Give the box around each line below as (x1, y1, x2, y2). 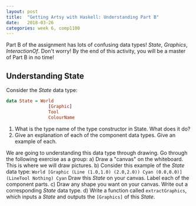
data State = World (6, 98, 54, 104)
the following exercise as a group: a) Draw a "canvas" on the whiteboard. (6, 155, 184, 162)
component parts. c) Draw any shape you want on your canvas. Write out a (6, 181, 188, 188)
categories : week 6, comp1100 (6, 25, 81, 31)
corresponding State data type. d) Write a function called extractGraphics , (6, 187, 187, 194)
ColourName (48, 115, 75, 120)
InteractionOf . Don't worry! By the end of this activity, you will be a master (6, 48, 186, 55)
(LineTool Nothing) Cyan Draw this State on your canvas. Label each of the (6, 174, 190, 181)
